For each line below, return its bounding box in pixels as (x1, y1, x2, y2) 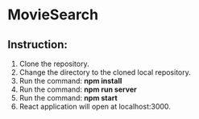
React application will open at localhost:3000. (19, 102, 171, 111)
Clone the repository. (19, 59, 89, 68)
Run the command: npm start (19, 93, 118, 102)
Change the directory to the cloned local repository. (19, 68, 191, 77)
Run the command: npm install (19, 76, 122, 85)
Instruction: (7, 38, 68, 51)
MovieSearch (7, 6, 98, 24)
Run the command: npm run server (19, 84, 138, 94)
